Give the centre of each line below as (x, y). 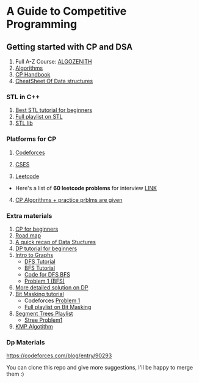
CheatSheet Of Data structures (54, 81)
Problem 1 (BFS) (45, 281)
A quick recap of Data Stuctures (56, 242)
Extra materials (29, 215)
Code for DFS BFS (47, 274)
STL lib (24, 123)
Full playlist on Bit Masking (58, 307)
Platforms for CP (31, 139)
